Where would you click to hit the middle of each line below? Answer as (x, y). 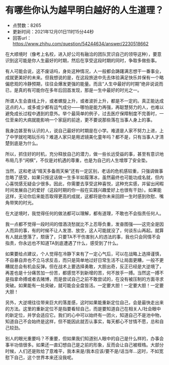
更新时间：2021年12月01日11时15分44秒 (53, 31)
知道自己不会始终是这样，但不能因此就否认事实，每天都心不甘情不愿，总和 (82, 321)
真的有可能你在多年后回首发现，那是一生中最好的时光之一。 (80, 90)
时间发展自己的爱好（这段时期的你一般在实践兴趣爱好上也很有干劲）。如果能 (83, 190)
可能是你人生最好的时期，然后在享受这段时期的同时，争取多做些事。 (89, 60)
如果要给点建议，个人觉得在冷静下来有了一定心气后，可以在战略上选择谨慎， (84, 254)
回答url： (22, 38)
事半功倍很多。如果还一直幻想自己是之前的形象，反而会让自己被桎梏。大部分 (84, 345)
